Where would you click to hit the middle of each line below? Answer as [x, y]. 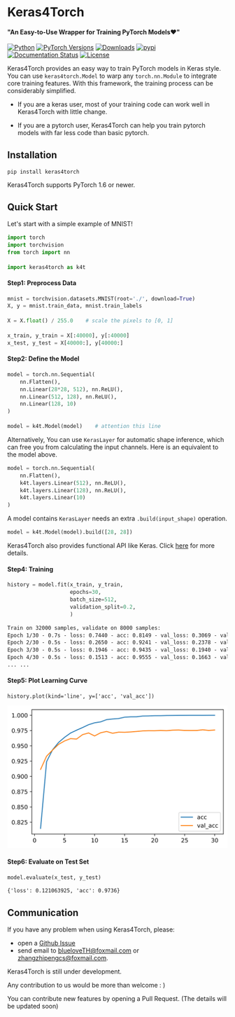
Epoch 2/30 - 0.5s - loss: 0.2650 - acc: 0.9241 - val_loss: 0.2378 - [112, 643]
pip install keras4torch [43, 172]
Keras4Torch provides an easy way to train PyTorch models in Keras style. [114, 69]
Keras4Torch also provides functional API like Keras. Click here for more [111, 546]
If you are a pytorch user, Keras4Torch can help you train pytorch [112, 125]
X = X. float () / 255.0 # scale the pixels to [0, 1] [90, 321]
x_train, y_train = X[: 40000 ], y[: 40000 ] [69, 335]
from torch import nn [39, 252]
